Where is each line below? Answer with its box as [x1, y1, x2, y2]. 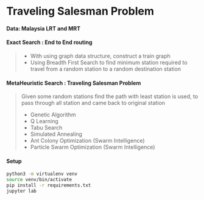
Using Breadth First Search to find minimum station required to [30, 59, 188, 66]
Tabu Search [30, 124, 63, 132]
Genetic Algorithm [30, 111, 76, 118]
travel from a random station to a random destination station [30, 65, 181, 73]
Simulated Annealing [30, 130, 82, 138]
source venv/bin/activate [6, 177, 72, 183]
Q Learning [30, 118, 59, 125]
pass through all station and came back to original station [21, 99, 166, 107]
